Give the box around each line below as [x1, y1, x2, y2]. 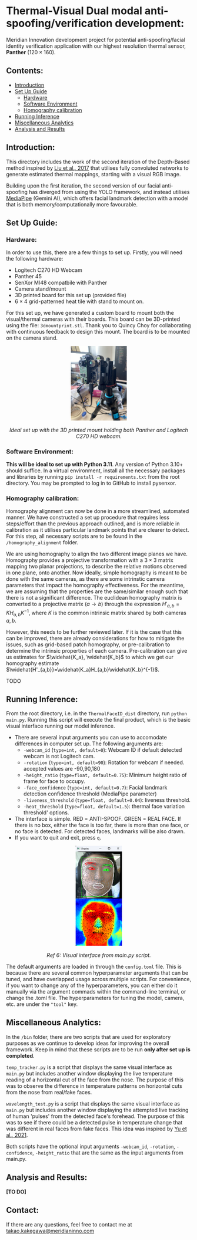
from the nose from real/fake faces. [6, 1088, 92, 1096]
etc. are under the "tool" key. [6, 1001, 78, 1008]
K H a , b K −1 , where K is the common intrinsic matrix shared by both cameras [6, 609, 186, 617]
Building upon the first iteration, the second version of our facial [6, 182, 161, 189]
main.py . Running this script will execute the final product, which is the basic [6, 716, 191, 723]
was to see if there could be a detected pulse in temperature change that [6, 1119, 183, 1126]
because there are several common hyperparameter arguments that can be [6, 969, 189, 976]
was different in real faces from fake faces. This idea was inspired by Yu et [6, 1125, 187, 1132]
